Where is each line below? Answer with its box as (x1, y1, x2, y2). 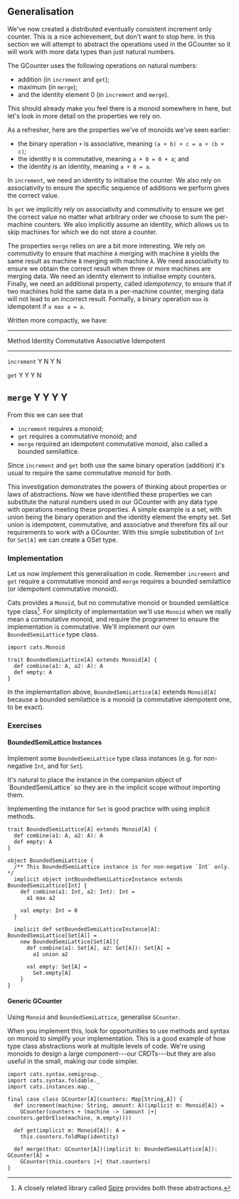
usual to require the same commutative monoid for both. (7, 468, 172, 477)
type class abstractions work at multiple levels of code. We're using (7, 1041, 206, 1050)
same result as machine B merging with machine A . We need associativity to (7, 256, 229, 265)
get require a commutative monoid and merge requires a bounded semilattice (7, 577, 231, 585)
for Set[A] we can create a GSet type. (7, 535, 118, 544)
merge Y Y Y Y (7, 392, 68, 404)
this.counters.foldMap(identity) (20, 1133, 119, 1140)
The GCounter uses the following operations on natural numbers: (7, 61, 198, 70)
